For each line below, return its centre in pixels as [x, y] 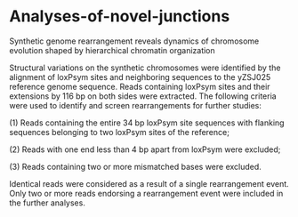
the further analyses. [48, 203]
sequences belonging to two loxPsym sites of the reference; [119, 132]
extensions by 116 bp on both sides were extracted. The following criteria [143, 96]
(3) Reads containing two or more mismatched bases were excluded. [136, 166]
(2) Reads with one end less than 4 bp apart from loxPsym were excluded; [145, 149]
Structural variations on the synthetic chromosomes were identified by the [145, 68]
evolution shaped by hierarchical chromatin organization [112, 50]
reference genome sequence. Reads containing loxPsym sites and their [140, 86]
